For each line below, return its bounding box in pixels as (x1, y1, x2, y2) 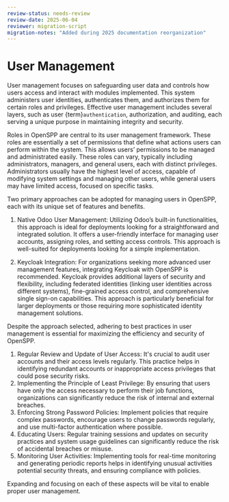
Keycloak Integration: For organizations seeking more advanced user (16, 258, 211, 266)
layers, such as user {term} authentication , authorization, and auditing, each (7, 110, 222, 118)
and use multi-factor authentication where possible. (16, 423, 163, 431)
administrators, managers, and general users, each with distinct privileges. (7, 160, 217, 168)
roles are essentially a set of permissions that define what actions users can (7, 138, 221, 147)
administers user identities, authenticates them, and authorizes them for (7, 96, 210, 104)
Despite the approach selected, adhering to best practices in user (7, 323, 192, 331)
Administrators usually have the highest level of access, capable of (7, 167, 196, 175)
